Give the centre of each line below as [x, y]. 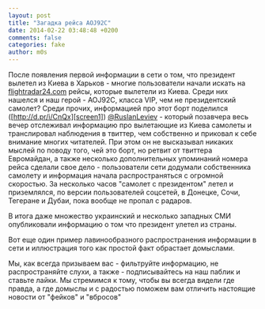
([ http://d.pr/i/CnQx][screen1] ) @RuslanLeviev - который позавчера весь [129, 117]
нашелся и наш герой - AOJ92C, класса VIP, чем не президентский [122, 100]
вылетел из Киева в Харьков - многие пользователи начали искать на [127, 83]
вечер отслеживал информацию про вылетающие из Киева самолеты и [130, 125]
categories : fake [37, 45]
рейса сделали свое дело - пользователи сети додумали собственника [130, 167]
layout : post [30, 15]
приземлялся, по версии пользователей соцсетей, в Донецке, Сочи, [124, 192]
